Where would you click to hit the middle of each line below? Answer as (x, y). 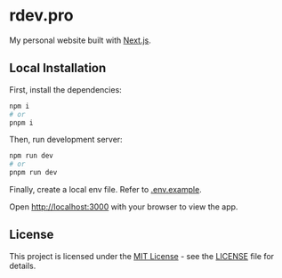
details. (23, 266)
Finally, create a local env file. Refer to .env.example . (105, 189)
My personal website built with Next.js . (80, 40)
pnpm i (21, 123)
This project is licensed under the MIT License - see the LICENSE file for (141, 256)
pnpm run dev (33, 173)
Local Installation (58, 68)
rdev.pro (41, 16)
